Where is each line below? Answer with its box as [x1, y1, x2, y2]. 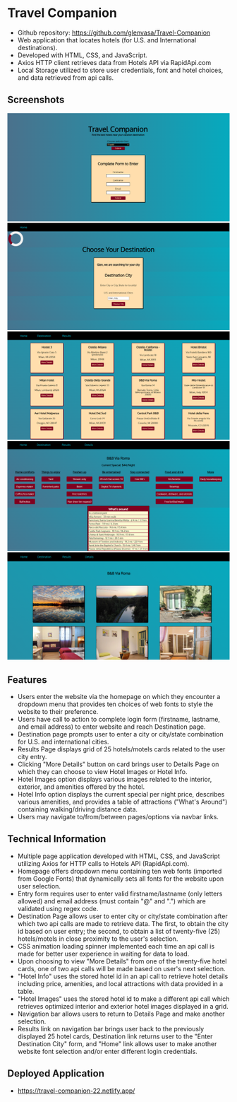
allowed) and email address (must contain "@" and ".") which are [17, 896, 206, 905]
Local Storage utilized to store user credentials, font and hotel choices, [17, 66, 224, 74]
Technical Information [7, 833, 107, 845]
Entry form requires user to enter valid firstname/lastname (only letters [17, 889, 223, 898]
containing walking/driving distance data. [17, 805, 138, 814]
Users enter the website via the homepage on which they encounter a [17, 693, 221, 701]
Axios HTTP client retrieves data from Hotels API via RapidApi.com [17, 58, 212, 66]
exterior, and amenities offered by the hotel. [17, 782, 145, 791]
